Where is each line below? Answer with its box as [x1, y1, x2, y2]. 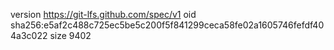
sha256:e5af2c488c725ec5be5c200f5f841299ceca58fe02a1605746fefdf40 [10, 19, 325, 31]
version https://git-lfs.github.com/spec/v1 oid [10, 9, 197, 20]
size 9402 [49, 30, 92, 41]
